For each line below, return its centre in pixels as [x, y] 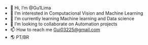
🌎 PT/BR [20, 37]
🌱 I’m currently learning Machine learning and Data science [72, 18]
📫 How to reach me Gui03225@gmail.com [55, 30]
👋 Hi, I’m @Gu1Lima [31, 8]
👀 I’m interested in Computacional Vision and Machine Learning [77, 13]
